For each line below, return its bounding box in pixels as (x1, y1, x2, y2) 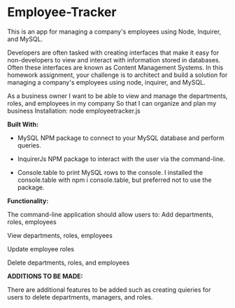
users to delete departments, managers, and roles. (7, 293, 153, 301)
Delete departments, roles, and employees (7, 258, 130, 267)
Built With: (7, 120, 39, 128)
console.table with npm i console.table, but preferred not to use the (17, 176, 212, 184)
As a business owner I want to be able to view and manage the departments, (7, 92, 228, 100)
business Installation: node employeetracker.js (7, 106, 141, 115)
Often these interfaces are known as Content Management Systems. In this (7, 63, 224, 71)
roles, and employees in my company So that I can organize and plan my (7, 99, 217, 107)
